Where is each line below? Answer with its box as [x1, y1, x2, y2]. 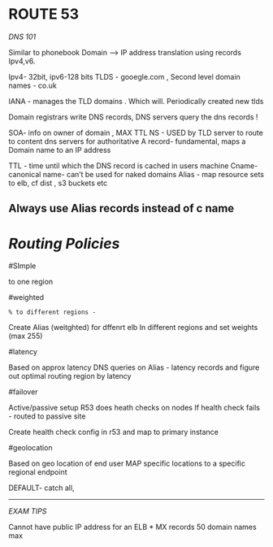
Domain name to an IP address [8, 145, 111, 154]
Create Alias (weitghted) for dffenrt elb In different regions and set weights [8, 323, 258, 332]
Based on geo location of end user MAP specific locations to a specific [8, 458, 246, 468]
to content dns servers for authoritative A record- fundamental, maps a [8, 136, 246, 146]
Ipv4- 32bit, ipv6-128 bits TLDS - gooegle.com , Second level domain [8, 72, 241, 81]
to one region [8, 277, 54, 287]
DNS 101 [8, 32, 37, 41]
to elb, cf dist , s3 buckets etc [8, 178, 108, 188]
